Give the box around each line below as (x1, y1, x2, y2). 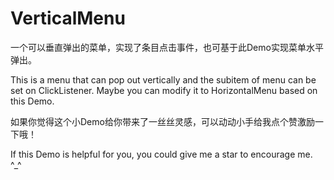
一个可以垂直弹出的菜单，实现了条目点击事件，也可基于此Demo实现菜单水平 (10, 41, 324, 53)
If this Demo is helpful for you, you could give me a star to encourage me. (10, 148, 313, 160)
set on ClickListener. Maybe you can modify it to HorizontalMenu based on (10, 84, 318, 96)
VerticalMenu (10, 7, 126, 30)
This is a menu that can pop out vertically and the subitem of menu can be (10, 73, 317, 86)
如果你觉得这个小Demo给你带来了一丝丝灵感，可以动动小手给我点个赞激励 (10, 115, 315, 127)
